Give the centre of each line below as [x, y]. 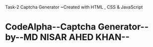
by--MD [22, 37]
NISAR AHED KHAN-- [85, 37]
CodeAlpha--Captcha [51, 27]
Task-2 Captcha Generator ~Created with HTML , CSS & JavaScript [74, 7]
